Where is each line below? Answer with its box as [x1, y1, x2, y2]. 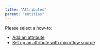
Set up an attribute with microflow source [12, 39, 95, 45]
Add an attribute [12, 34, 45, 40]
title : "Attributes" [5, 7, 47, 12]
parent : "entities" [5, 12, 45, 17]
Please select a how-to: [5, 25, 52, 31]
